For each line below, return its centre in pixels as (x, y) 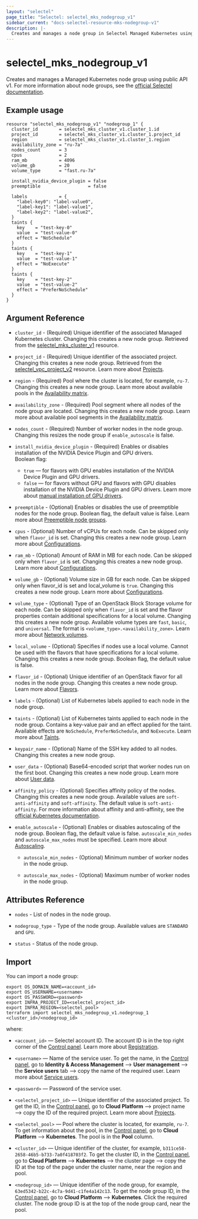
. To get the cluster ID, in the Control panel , (138, 1154)
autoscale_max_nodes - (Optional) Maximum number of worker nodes (107, 875)
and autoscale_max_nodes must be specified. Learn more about (90, 839)
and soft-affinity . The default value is (98, 803)
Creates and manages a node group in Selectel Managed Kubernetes (95, 34)
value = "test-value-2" (47, 285)
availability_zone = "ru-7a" (47, 145)
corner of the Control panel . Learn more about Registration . (87, 1047)
